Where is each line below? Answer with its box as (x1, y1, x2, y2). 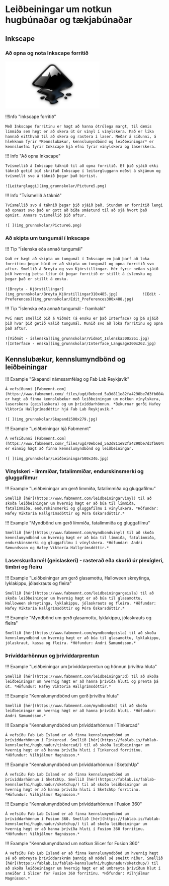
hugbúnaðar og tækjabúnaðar (5, 14, 132, 26)
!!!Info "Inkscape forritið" (5, 113, 56, 120)
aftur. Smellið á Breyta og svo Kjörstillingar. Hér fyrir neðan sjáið (5, 266, 158, 272)
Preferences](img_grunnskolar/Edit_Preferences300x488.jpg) (5, 297, 134, 302)
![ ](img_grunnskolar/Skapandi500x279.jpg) (5, 417, 98, 422)
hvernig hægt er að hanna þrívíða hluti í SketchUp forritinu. (5, 787, 141, 792)
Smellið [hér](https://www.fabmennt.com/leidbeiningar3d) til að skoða (5, 674, 158, 679)
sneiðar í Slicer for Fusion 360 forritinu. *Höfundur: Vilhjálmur (5, 871, 150, 876)
